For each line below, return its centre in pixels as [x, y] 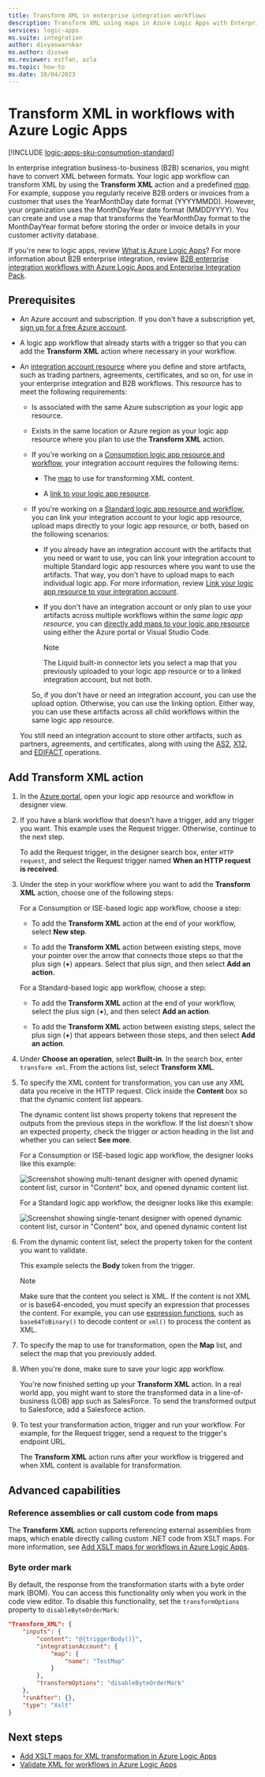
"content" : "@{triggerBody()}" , [90, 1639]
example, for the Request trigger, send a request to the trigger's [123, 1434]
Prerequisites [42, 300]
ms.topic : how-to [37, 67]
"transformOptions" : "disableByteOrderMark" [111, 1683]
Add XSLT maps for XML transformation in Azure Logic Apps [118, 1756]
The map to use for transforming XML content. [119, 479]
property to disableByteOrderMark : [64, 1610]
